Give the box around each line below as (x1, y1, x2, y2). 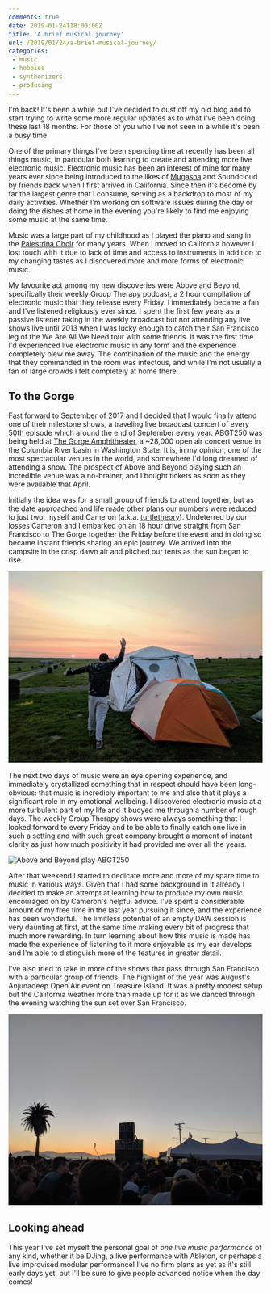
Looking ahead (8, 1221, 85, 1235)
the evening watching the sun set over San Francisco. (8, 998, 187, 1008)
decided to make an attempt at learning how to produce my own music (8, 887, 244, 897)
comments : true (8, 13, 60, 21)
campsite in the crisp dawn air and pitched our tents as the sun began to (8, 546, 249, 557)
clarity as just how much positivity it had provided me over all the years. (8, 839, 247, 849)
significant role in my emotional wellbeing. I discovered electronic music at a (8, 796, 262, 806)
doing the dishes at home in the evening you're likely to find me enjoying (8, 206, 250, 216)
